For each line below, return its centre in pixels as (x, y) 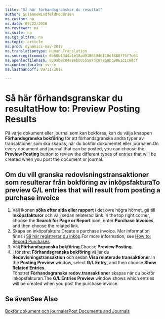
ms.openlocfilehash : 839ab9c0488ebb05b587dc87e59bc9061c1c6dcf (72, 60)
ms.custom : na (20, 19)
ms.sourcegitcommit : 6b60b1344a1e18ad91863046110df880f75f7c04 (72, 56)
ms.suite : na (19, 33)
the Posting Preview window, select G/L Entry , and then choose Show (84, 262)
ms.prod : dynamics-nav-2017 (34, 46)
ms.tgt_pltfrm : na (24, 38)
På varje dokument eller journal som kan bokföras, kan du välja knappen (79, 133)
